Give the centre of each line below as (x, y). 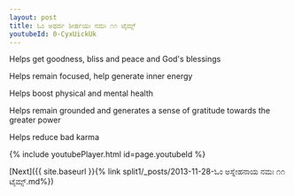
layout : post (33, 17)
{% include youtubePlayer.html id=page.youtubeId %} (108, 154)
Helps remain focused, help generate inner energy (101, 76)
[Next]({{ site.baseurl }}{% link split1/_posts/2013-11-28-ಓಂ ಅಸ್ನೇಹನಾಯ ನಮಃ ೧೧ (147, 172)
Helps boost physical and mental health (81, 93)
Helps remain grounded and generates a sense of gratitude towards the (140, 111)
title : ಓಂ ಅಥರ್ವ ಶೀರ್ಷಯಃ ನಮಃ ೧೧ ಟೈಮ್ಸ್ (73, 26)
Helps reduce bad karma (54, 137)
